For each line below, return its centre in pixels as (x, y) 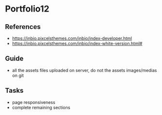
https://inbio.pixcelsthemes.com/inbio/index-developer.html (72, 38)
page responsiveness (34, 102)
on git (18, 75)
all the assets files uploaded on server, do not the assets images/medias (84, 70)
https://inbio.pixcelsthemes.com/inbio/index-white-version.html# (77, 43)
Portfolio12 (27, 9)
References (23, 27)
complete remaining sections (41, 107)
